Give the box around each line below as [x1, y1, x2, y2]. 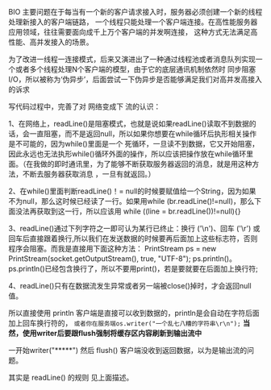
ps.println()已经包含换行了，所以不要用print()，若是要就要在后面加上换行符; [8, 264, 258, 273]
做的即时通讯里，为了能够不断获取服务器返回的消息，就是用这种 [40, 160, 252, 168]
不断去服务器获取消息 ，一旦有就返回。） [22, 169, 156, 179]
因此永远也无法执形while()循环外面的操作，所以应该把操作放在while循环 [8, 149, 247, 159]
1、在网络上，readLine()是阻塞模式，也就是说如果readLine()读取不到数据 [8, 119, 250, 128]
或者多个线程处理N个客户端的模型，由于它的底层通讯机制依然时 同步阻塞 [15, 64, 256, 74]
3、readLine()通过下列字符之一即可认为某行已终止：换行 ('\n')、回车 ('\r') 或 [8, 224, 261, 233]
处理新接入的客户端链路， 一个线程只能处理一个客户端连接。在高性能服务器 [8, 17, 258, 27]
